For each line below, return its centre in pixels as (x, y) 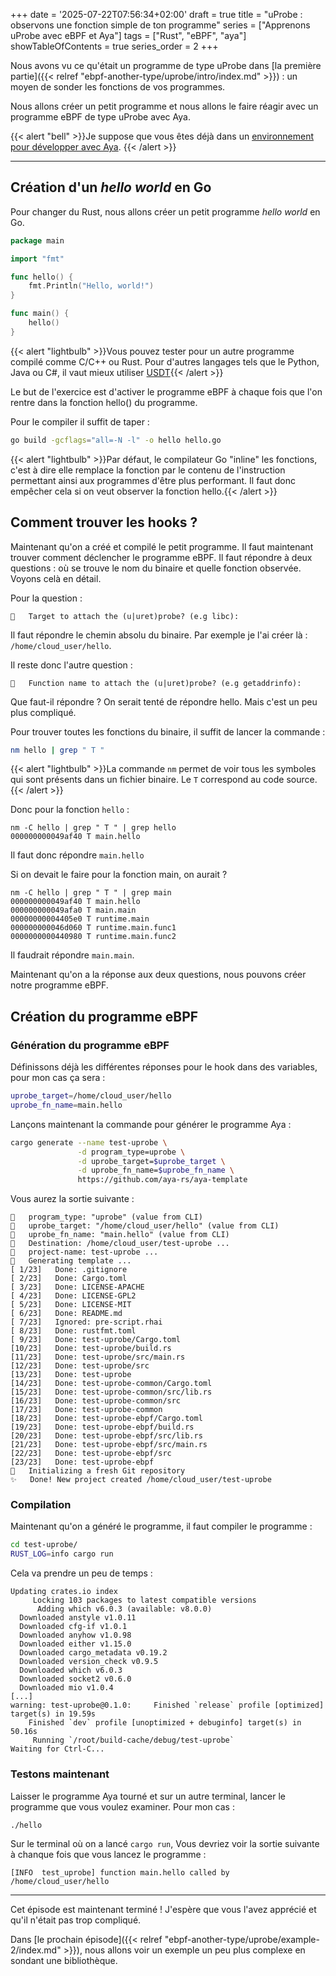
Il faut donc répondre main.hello (77, 855)
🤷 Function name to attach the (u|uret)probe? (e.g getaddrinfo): (156, 683)
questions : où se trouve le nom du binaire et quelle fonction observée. (156, 568)
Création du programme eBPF (104, 1016)
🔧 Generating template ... (71, 1261)
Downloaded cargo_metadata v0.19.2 (93, 1653)
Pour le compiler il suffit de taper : (80, 421)
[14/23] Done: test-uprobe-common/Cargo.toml (111, 1384)
